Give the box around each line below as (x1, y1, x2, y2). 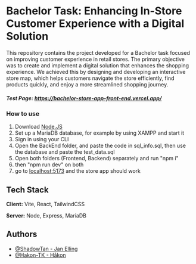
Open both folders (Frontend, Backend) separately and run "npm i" (14, 155, 179, 162)
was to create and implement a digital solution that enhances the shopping (6, 61, 189, 69)
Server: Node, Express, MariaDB (6, 212, 86, 219)
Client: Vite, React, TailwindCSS (6, 201, 85, 208)
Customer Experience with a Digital (6, 17, 185, 30)
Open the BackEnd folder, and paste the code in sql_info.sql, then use (14, 142, 186, 150)
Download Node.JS (14, 123, 63, 131)
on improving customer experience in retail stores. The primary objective (6, 55, 185, 63)
